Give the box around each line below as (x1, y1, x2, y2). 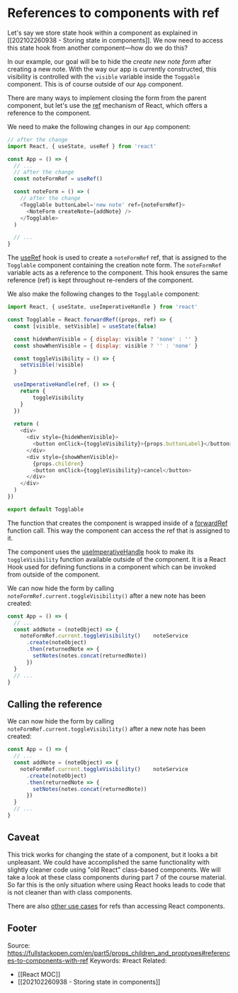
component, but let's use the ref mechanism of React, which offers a (7, 101, 208, 109)
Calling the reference (7, 698, 103, 710)
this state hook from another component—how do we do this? (7, 43, 188, 52)
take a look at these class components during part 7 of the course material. (7, 872, 227, 881)
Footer (7, 922, 38, 934)
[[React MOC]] (17, 970, 61, 978)
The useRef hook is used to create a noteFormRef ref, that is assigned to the (7, 253, 227, 262)
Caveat (7, 831, 40, 843)
